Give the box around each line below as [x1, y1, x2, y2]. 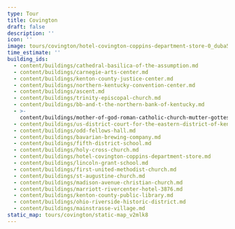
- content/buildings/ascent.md [13, 88, 105, 95]
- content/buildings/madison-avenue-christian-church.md [13, 179, 183, 186]
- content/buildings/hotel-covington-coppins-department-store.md [13, 153, 211, 161]
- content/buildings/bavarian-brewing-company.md [13, 133, 161, 140]
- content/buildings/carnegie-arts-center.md [13, 68, 149, 75]
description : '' [7, 29, 55, 37]
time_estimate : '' [7, 50, 61, 57]
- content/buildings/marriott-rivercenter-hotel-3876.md [13, 186, 183, 193]
